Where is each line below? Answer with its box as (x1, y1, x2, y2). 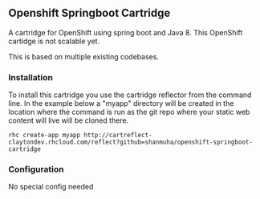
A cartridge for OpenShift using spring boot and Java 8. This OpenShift (8, 27, 243, 37)
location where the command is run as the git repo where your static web (8, 108, 250, 117)
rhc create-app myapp (8, 132, 81, 140)
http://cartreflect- (83, 132, 152, 140)
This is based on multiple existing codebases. (8, 51, 159, 61)
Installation (8, 71, 54, 83)
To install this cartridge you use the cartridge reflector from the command (8, 90, 252, 99)
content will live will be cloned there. (8, 116, 129, 125)
